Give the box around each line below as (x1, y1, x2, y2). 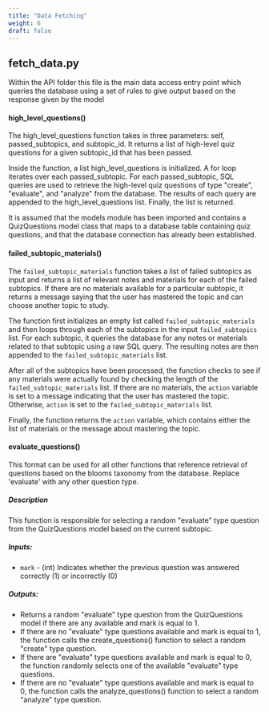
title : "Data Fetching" (8, 11, 88, 20)
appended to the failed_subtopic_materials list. (8, 350, 168, 359)
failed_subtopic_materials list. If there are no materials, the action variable (8, 382, 259, 392)
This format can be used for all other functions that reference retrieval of (8, 459, 248, 469)
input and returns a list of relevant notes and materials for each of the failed (8, 274, 258, 285)
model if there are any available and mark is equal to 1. (19, 618, 200, 628)
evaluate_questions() (8, 442, 81, 451)
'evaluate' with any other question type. (8, 476, 139, 486)
